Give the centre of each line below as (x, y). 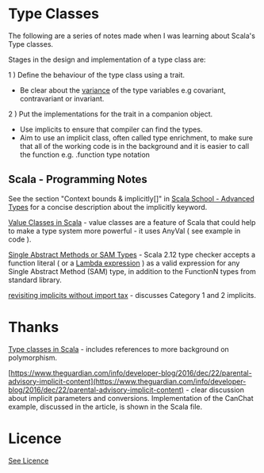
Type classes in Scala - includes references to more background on (119, 349)
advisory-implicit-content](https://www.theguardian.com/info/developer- (127, 381)
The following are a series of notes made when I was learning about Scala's (132, 36)
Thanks (34, 327)
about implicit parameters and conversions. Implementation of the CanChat (131, 398)
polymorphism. (33, 357)
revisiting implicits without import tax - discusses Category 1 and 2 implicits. (132, 295)
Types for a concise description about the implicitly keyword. (108, 207)
